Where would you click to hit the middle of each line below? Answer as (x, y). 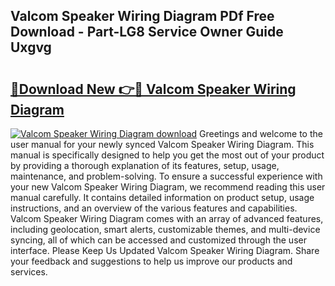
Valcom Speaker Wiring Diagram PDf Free (142, 16)
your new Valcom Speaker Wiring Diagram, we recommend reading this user (168, 187)
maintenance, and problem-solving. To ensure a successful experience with (166, 176)
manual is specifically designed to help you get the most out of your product (167, 155)
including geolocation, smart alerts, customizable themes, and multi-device (165, 229)
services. (29, 272)
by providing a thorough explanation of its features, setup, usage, (145, 165)
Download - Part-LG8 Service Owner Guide (147, 32)
